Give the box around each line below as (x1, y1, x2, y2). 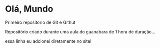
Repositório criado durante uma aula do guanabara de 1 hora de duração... (5, 29, 156, 34)
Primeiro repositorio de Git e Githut (5, 19, 76, 25)
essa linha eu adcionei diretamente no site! (5, 38, 92, 44)
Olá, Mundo (5, 3, 53, 15)
